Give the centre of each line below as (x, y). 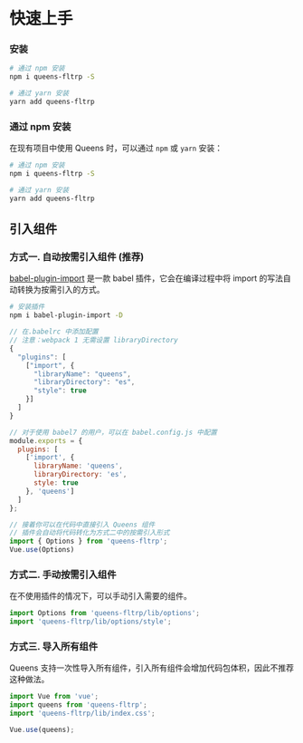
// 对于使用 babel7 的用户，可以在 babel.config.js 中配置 (113, 432)
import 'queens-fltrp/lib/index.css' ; (82, 714)
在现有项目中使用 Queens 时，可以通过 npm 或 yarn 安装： (116, 148)
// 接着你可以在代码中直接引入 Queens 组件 (82, 525)
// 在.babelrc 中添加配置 (54, 332)
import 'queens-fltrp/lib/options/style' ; (90, 622)
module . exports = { (46, 440)
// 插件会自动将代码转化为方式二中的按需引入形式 (90, 533)
